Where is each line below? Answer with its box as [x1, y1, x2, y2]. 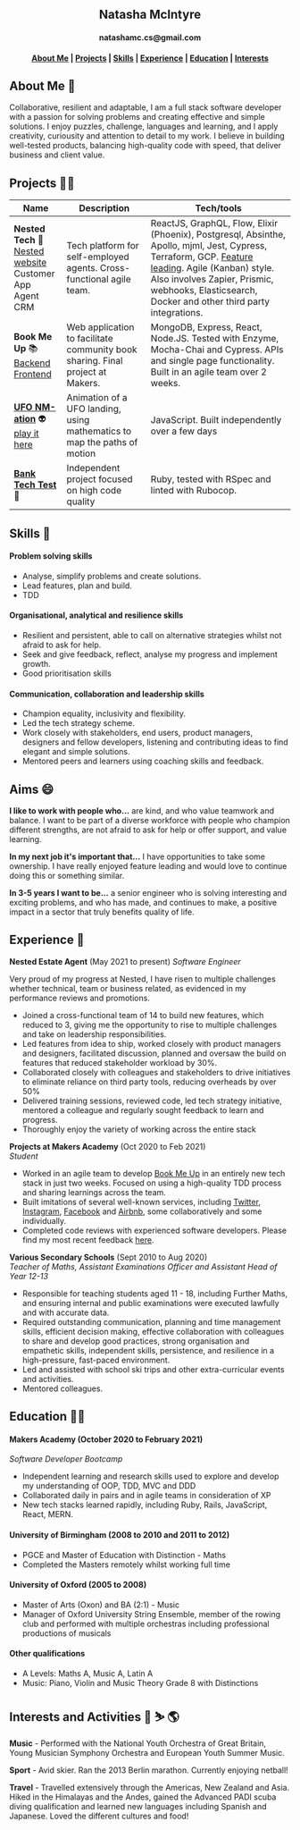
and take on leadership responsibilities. [21, 1028, 167, 1040]
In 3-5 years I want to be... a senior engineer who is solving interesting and [9, 888, 287, 898]
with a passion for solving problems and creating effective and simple [9, 112, 265, 122]
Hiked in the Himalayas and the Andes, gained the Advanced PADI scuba [9, 1792, 277, 1802]
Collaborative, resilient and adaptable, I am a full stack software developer [9, 102, 282, 113]
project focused [66, 473, 133, 485]
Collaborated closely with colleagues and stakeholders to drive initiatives [21, 1067, 291, 1077]
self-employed [66, 250, 129, 263]
